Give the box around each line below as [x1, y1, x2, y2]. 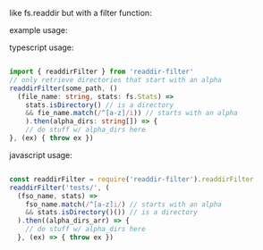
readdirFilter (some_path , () [9, 84, 118, 93]
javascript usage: [9, 149, 73, 160]
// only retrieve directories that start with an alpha [9, 75, 222, 84]
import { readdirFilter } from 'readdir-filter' [9, 67, 194, 76]
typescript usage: [9, 42, 74, 53]
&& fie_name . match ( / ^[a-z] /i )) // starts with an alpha [25, 109, 239, 118]
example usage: [9, 25, 68, 35]
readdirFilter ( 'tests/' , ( [9, 183, 110, 192]
